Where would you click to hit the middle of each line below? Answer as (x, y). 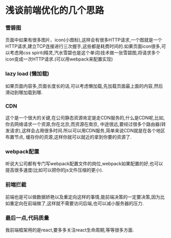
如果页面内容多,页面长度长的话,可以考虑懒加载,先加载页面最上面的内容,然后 (84, 86)
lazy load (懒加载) (27, 74)
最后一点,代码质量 (27, 217)
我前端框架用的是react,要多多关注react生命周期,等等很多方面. (70, 230)
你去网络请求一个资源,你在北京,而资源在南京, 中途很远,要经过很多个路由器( (83, 124)
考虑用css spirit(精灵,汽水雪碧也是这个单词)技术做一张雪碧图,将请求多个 (85, 53)
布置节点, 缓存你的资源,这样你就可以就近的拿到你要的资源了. (69, 137)
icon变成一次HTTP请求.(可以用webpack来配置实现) (59, 59)
